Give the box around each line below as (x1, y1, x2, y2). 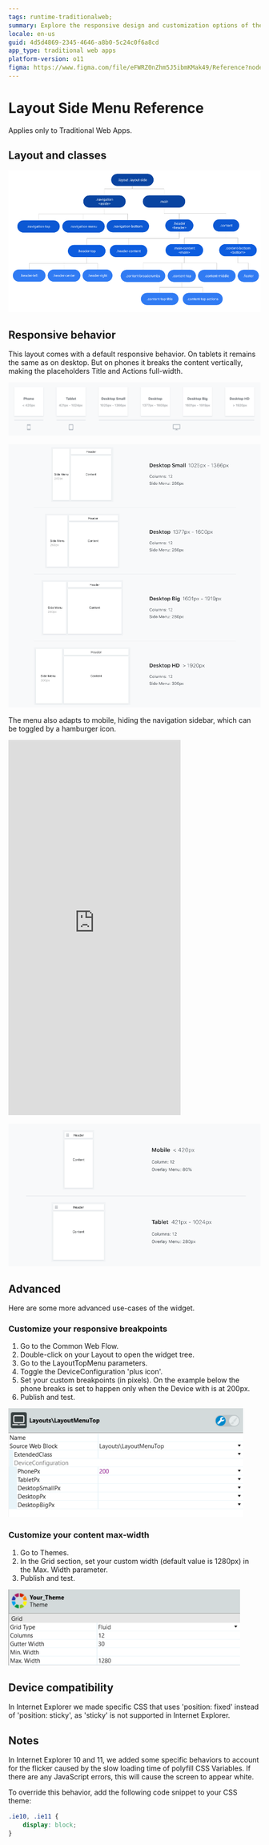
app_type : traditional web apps (8, 46, 116, 55)
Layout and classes (8, 149, 107, 162)
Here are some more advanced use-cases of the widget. (8, 1303, 195, 1313)
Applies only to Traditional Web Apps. (8, 125, 132, 135)
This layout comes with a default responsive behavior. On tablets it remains (8, 349, 256, 359)
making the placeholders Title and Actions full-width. (8, 366, 183, 375)
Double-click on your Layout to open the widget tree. (19, 1350, 195, 1360)
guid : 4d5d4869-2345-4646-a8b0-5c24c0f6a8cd (8, 38, 159, 46)
